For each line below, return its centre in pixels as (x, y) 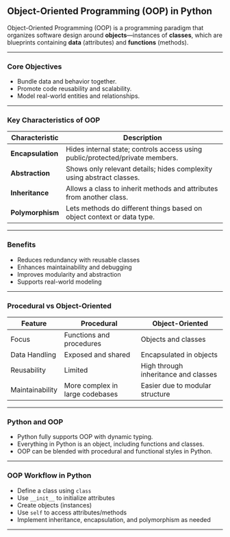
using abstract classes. (103, 177)
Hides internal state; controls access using (134, 149)
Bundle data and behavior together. (67, 82)
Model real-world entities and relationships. (78, 96)
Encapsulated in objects (179, 354)
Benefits (22, 245)
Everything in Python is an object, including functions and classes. (111, 444)
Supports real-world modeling (59, 282)
